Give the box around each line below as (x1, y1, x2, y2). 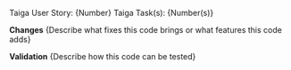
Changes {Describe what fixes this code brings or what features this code (9, 25, 283, 35)
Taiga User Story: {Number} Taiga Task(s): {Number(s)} (9, 8, 214, 18)
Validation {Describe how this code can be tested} (9, 51, 196, 61)
